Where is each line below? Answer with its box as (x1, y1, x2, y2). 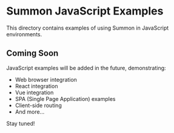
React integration (15, 82, 58, 89)
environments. (6, 30, 42, 37)
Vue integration (15, 89, 54, 96)
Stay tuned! (6, 120, 35, 127)
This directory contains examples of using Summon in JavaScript (6, 24, 169, 31)
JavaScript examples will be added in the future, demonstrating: (6, 64, 166, 71)
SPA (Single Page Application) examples (15, 95, 116, 102)
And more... (15, 108, 45, 115)
